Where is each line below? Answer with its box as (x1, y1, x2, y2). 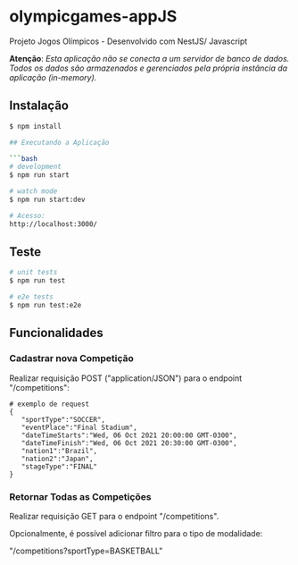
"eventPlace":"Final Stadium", (21, 423, 138, 432)
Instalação (9, 98, 70, 114)
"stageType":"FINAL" (21, 462, 98, 471)
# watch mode (9, 187, 58, 196)
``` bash (9, 154, 38, 163)
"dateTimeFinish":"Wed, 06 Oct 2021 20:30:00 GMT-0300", (21, 438, 238, 448)
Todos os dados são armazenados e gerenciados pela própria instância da (9, 63, 288, 73)
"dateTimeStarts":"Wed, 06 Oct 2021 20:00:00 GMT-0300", (21, 431, 238, 440)
